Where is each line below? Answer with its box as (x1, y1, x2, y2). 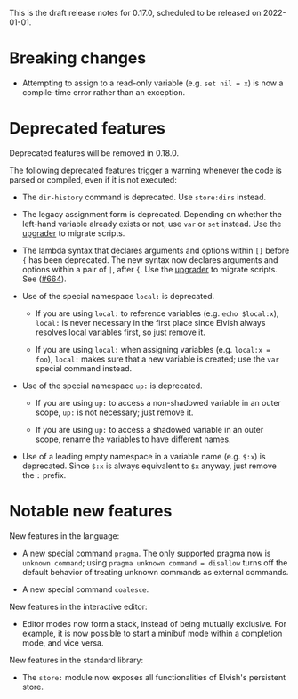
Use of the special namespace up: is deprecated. (21, 380, 203, 391)
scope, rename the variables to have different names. (35, 434, 231, 444)
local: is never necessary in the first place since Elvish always (35, 317, 266, 328)
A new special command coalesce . (21, 583, 149, 595)
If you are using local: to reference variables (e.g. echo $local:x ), (35, 307, 279, 319)
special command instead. (35, 362, 133, 373)
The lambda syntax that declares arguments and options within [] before (21, 245, 290, 256)
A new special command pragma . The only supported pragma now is (21, 548, 271, 558)
